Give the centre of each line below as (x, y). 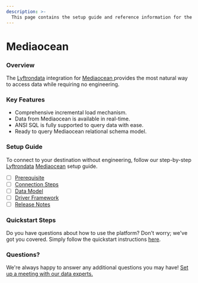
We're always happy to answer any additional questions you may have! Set (97, 268)
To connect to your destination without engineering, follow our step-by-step (99, 160)
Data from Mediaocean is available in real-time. (72, 119)
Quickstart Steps (31, 220)
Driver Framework (37, 198)
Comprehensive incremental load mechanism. (71, 113)
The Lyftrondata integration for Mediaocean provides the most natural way (97, 78)
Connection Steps (37, 184)
